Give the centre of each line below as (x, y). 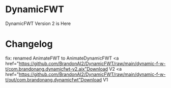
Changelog (29, 44)
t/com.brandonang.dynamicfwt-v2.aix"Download (57, 69)
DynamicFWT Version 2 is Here (38, 23)
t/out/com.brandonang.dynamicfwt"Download (54, 79)
